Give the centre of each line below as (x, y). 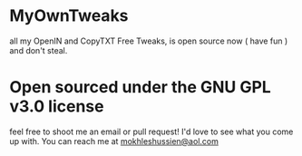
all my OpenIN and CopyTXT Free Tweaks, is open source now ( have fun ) (149, 41)
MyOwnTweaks (69, 16)
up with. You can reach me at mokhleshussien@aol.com (114, 141)
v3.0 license (57, 107)
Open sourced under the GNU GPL (141, 88)
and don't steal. (39, 50)
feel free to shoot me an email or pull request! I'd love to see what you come (151, 132)
